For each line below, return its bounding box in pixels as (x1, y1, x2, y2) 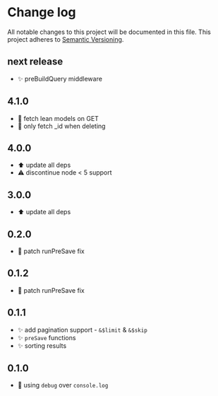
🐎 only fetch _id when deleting (17, 122, 106, 130)
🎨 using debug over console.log (17, 381, 109, 390)
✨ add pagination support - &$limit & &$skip (17, 325, 148, 334)
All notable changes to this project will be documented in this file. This (7, 28, 212, 36)
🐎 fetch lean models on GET (17, 114, 99, 122)
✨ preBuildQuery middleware (17, 74, 102, 83)
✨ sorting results (17, 341, 67, 350)
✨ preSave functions (17, 333, 76, 342)
